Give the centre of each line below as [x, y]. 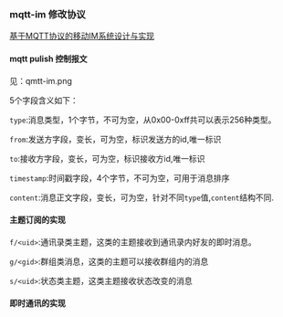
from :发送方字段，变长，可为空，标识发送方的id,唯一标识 [115, 139]
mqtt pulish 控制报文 [49, 58]
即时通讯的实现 [37, 303]
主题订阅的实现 [37, 220]
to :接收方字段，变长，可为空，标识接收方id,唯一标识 [107, 158]
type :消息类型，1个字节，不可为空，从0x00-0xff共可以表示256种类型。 [143, 120]
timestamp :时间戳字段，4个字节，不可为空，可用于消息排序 [120, 178]
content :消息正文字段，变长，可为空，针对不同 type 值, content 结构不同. [142, 197]
